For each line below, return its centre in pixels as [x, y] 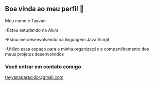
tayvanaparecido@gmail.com [34, 77]
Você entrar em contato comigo [43, 67]
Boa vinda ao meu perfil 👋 [44, 9]
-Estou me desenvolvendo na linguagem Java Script [57, 39]
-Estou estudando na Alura [32, 30]
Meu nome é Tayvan [26, 20]
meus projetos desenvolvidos [34, 54]
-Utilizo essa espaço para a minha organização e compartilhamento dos [77, 49]
